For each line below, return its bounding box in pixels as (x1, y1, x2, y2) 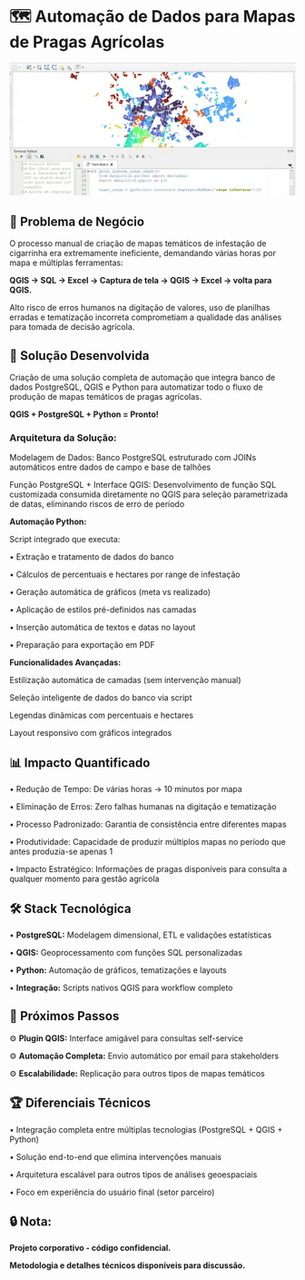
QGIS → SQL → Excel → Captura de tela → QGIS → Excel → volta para (9, 275, 272, 286)
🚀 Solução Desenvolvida (9, 348, 150, 363)
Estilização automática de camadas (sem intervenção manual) (9, 675, 242, 686)
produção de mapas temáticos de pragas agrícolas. (9, 392, 202, 402)
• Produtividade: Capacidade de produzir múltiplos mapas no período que (9, 837, 286, 848)
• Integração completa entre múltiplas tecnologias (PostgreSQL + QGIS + (9, 1124, 283, 1135)
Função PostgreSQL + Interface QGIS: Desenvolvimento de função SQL (9, 480, 277, 491)
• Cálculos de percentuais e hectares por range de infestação (9, 569, 241, 580)
